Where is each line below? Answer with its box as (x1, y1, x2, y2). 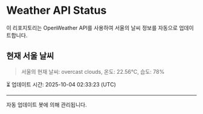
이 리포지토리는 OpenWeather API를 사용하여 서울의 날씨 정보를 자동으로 (6, 24, 178, 31)
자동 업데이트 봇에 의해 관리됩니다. (6, 101, 87, 108)
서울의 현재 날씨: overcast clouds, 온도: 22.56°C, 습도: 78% (21, 68, 165, 75)
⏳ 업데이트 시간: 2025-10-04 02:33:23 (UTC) (6, 80, 117, 88)
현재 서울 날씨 (6, 51, 54, 61)
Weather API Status (6, 4, 107, 17)
